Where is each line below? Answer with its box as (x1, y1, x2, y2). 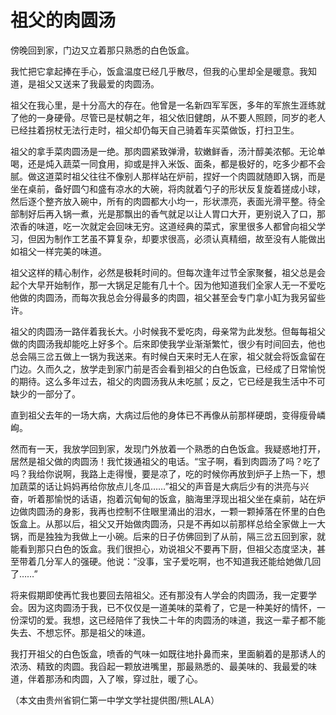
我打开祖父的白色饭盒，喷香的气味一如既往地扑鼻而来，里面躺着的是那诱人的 (10, 647, 326, 660)
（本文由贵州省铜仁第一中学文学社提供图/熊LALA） (10, 694, 220, 706)
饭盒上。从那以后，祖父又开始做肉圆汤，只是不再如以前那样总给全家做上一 (10, 517, 317, 530)
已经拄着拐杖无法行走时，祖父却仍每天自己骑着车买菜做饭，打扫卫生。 (10, 124, 300, 136)
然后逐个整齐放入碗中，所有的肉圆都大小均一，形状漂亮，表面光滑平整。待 (10, 195, 317, 207)
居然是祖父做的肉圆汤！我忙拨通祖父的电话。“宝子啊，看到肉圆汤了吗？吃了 (10, 455, 322, 467)
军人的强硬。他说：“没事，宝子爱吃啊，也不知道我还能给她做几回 (53, 555, 322, 567)
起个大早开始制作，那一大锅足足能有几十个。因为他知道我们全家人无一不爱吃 (10, 279, 326, 291)
